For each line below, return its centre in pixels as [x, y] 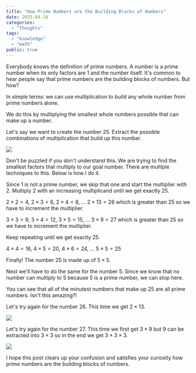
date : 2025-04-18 [27, 17]
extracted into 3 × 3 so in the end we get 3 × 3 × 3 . [67, 335]
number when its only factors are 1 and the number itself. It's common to [93, 73]
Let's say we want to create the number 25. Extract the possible [83, 132]
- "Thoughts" [27, 28]
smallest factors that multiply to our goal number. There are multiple [88, 167]
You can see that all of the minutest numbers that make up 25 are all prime [96, 289]
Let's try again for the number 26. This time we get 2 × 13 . [76, 307]
